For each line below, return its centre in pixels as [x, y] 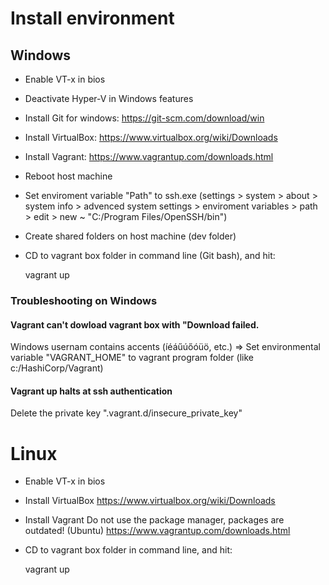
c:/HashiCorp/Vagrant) [57, 368]
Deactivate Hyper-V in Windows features [109, 98]
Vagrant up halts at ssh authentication [91, 391]
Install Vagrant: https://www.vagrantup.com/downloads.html [149, 156]
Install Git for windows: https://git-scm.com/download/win [144, 118]
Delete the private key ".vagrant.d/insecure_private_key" [126, 413]
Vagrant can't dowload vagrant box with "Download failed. [135, 324]
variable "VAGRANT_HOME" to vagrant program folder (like [132, 358]
